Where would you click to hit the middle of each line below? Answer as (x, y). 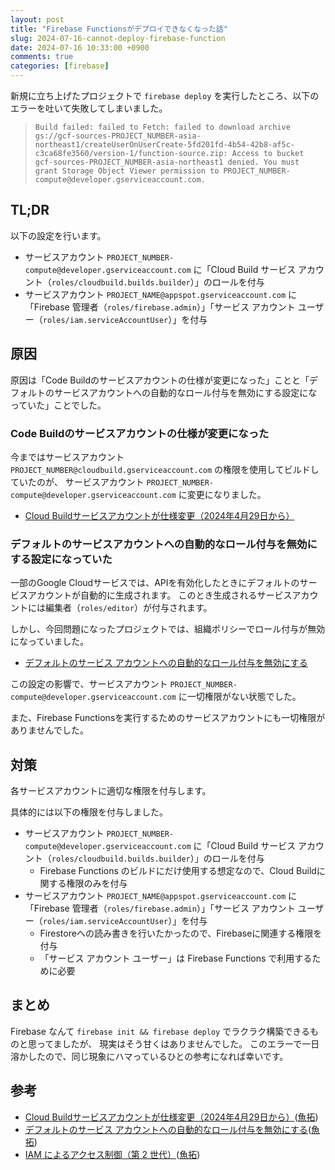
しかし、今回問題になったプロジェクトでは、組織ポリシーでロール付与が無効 (168, 629)
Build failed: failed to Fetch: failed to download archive (162, 127)
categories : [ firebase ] (60, 66)
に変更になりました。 (222, 494)
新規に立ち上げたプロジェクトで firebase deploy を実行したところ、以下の (165, 95)
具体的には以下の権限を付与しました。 (89, 812)
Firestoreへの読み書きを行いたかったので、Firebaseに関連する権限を (181, 933)
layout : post (37, 19)
